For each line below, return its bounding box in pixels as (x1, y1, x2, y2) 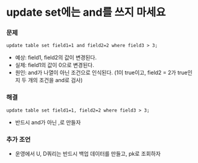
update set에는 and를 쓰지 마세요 (6, 5, 166, 19)
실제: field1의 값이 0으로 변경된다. (14, 62, 95, 69)
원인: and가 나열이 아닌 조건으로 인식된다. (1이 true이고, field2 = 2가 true (14, 69, 188, 76)
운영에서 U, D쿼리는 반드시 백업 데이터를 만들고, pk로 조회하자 (14, 150, 161, 158)
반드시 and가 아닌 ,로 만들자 (14, 118, 81, 126)
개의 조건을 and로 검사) (28, 77, 83, 84)
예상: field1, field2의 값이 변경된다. (14, 54, 97, 61)
